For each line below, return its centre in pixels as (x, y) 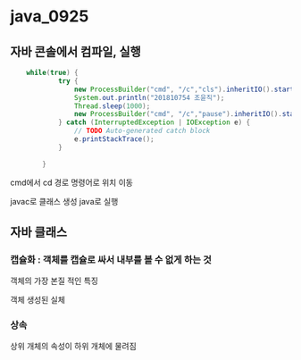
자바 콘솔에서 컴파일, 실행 (75, 51)
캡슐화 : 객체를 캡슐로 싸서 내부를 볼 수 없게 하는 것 (111, 259)
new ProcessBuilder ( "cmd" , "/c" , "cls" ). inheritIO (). (174, 89)
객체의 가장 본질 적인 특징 (54, 281)
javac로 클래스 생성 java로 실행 (64, 201)
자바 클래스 (39, 232)
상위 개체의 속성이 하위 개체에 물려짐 (73, 347)
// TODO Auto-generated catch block (142, 131)
